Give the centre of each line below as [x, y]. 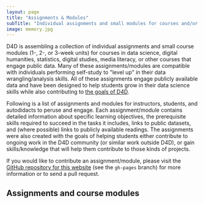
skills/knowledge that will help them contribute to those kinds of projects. [98, 149]
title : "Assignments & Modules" [47, 18]
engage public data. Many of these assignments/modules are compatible [98, 66]
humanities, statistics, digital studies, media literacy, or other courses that [99, 59]
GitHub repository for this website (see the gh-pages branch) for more [94, 167]
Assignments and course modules [73, 193]
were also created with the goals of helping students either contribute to [97, 136]
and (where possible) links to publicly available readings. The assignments [100, 129]
